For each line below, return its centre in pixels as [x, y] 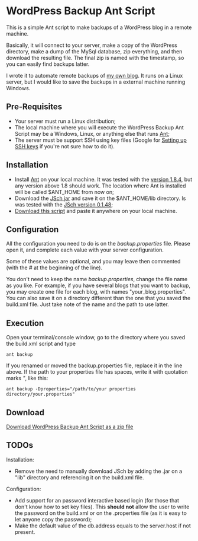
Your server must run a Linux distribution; [65, 121]
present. [25, 532]
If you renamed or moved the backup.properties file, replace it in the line [94, 365]
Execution [25, 323]
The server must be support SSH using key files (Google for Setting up [101, 140]
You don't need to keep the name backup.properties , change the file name [97, 279]
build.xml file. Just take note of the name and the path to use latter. [88, 304]
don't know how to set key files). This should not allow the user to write [102, 507]
